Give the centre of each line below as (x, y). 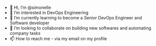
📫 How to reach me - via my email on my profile (58, 38)
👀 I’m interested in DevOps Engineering (49, 13)
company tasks (25, 33)
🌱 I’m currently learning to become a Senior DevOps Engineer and (76, 18)
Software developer (29, 23)
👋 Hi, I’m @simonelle (30, 8)
